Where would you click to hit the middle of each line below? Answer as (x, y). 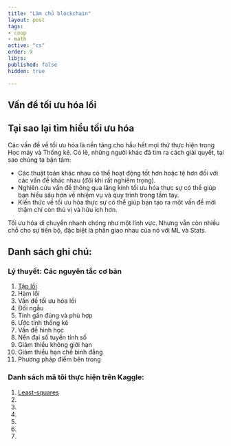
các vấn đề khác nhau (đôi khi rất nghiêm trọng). (87, 180)
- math (17, 39)
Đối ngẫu (31, 308)
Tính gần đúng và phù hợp (55, 316)
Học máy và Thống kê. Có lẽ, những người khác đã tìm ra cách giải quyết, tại (116, 152)
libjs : (17, 59)
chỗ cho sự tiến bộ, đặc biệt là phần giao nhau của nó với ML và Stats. (107, 230)
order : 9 (20, 52)
